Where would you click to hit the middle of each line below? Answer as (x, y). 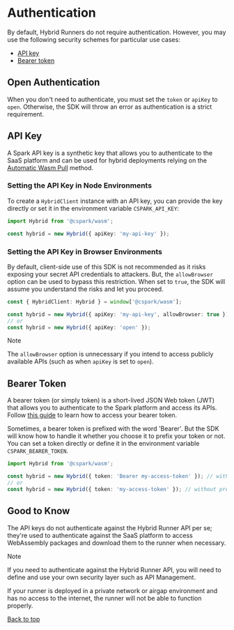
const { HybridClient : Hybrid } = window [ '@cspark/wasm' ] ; (95, 301)
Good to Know (39, 511)
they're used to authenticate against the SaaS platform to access (100, 535)
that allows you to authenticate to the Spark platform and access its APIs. (112, 408)
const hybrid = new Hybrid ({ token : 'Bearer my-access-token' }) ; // (110, 477)
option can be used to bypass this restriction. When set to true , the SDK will (116, 281)
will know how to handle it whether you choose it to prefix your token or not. (116, 436)
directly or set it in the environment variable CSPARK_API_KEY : (93, 208)
